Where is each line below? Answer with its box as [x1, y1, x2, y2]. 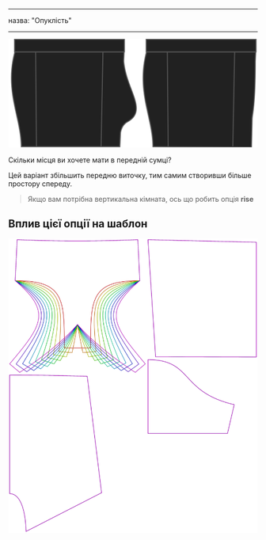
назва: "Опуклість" [8, 16, 72, 25]
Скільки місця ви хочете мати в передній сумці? [8, 155, 172, 165]
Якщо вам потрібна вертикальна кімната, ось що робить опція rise [27, 194, 254, 203]
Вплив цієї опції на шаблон [8, 217, 148, 230]
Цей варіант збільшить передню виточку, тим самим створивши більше [8, 170, 252, 180]
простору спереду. [8, 179, 73, 188]
